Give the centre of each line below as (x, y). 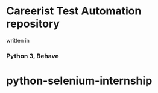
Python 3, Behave (33, 56)
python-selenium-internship (79, 81)
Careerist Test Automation (74, 11)
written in (18, 40)
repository (33, 24)
